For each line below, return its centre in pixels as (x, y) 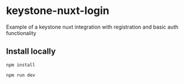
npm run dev (21, 75)
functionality (21, 33)
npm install (21, 65)
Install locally (31, 52)
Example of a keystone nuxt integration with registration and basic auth (92, 27)
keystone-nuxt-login (58, 11)
